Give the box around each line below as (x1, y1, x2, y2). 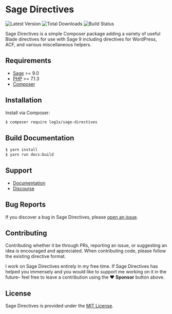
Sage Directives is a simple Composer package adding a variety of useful (5, 30, 161, 36)
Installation (5, 96, 42, 105)
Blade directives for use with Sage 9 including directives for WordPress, (5, 36, 157, 42)
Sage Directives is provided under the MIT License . (5, 303, 114, 309)
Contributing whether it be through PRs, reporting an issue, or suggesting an (5, 243, 167, 249)
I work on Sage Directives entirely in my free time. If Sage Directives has (5, 263, 158, 269)
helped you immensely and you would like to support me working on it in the (5, 269, 167, 275)
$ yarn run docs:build (5, 152, 54, 157)
